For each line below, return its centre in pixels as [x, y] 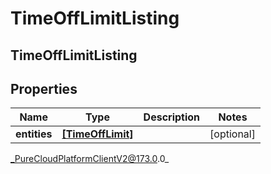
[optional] [232, 134]
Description [172, 117]
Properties [44, 88]
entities [34, 134]
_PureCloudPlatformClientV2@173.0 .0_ [90, 159]
